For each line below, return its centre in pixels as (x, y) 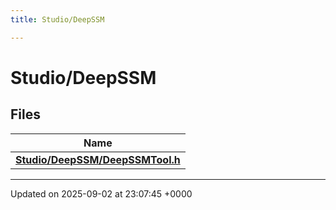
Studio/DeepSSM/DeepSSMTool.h (98, 159)
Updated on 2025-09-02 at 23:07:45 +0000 (101, 193)
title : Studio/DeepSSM (57, 19)
